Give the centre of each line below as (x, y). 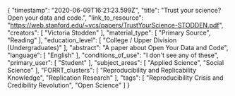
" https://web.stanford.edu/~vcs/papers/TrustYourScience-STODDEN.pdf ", (115, 25)
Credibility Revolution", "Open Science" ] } (69, 85)
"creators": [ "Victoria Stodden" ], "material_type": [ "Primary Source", (109, 32)
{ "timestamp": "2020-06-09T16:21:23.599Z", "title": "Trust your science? (114, 10)
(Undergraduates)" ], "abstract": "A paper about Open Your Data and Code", (118, 48)
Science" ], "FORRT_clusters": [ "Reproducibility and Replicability (102, 70)
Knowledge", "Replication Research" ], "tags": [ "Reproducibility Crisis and (115, 78)
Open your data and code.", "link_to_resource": (76, 18)
